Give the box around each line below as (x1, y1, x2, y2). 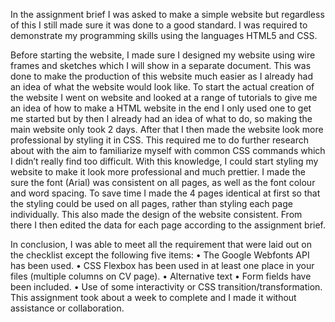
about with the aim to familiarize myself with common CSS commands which (10, 145, 326, 156)
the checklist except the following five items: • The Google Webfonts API (10, 249, 310, 261)
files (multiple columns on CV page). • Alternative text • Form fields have (10, 270, 312, 282)
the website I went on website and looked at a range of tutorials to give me (10, 92, 318, 103)
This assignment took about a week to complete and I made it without (10, 292, 297, 303)
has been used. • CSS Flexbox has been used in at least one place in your (10, 260, 315, 271)
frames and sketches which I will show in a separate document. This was (10, 60, 312, 71)
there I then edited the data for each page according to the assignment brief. (10, 219, 327, 231)
